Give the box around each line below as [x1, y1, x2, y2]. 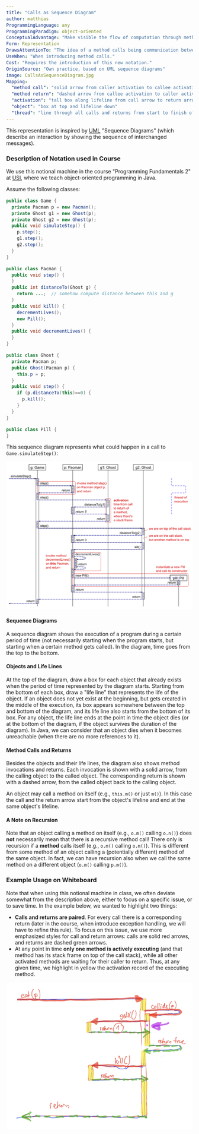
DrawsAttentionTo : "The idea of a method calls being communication [6, 48, 179, 53]
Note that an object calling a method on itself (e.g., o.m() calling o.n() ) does [6, 829, 192, 837]
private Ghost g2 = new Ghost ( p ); [11, 217, 97, 223]
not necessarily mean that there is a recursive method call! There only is [6, 836, 182, 843]
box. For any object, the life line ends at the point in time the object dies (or [6, 714, 189, 721]
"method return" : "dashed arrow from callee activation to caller [11, 91, 179, 97]
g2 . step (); [17, 242, 44, 248]
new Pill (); [17, 315, 46, 322]
